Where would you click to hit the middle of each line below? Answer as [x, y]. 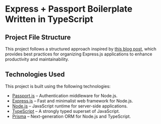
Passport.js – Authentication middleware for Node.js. [65, 95]
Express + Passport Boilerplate [69, 9]
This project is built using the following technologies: [58, 86]
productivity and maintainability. [37, 59]
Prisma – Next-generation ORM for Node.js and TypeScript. [72, 116]
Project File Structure [38, 37]
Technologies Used [35, 75]
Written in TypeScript [49, 19]
